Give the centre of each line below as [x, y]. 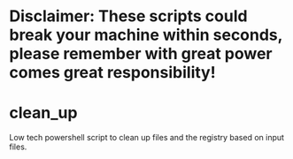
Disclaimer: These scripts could [128, 16]
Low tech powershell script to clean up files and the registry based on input [147, 138]
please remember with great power [141, 54]
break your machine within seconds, [146, 35]
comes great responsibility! [112, 73]
